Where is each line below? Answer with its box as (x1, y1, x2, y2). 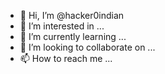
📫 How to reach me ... (19, 53, 113, 64)
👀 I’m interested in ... (19, 20, 105, 32)
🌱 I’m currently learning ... (19, 31, 127, 42)
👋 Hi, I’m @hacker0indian (19, 10, 125, 21)
